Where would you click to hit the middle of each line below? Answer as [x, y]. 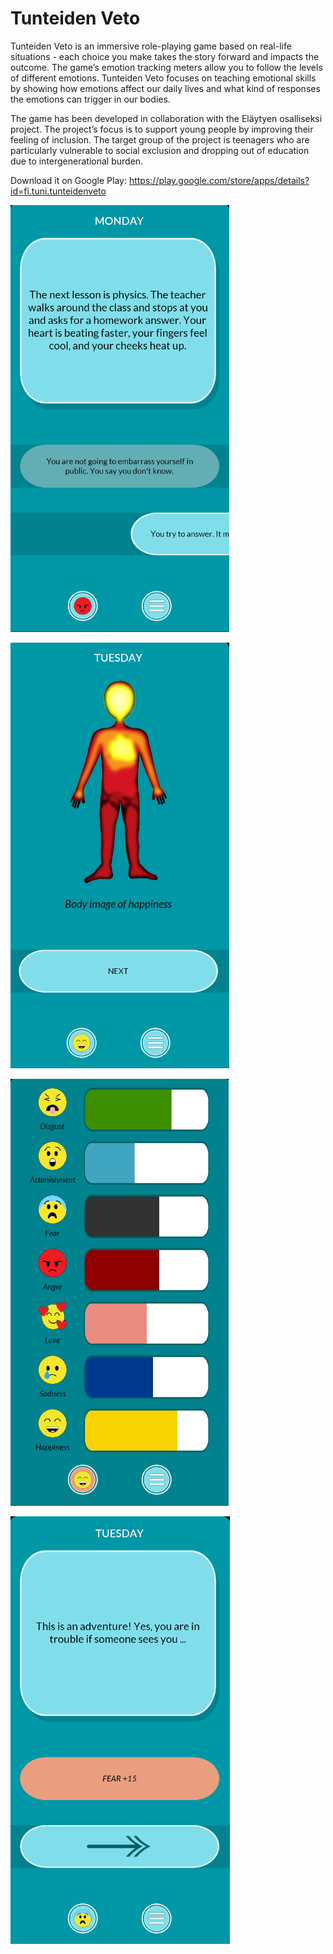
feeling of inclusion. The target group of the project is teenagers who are [160, 139]
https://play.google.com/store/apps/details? [219, 180]
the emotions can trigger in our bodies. [90, 99]
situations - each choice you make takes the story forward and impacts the [165, 56]
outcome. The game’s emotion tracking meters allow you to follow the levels [166, 67]
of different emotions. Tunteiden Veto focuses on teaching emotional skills [163, 78]
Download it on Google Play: [68, 180]
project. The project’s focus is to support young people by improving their [162, 129]
